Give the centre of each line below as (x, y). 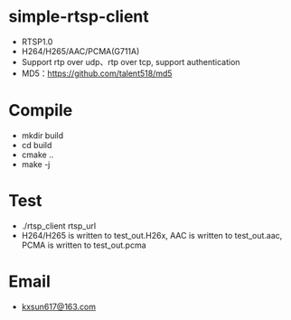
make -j (36, 164)
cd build (37, 145)
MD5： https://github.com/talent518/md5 (97, 73)
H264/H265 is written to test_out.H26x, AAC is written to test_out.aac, (152, 235)
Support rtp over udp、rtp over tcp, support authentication (131, 61)
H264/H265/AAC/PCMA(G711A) (80, 51)
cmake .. (38, 155)
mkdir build (42, 135)
